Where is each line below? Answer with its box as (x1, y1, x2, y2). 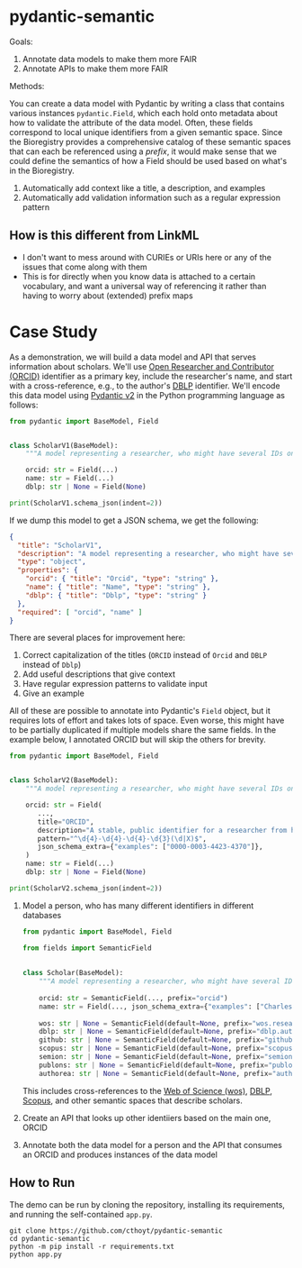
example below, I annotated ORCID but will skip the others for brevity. (9, 734, 267, 745)
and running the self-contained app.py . (9, 1209, 153, 1219)
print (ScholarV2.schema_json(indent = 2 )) (9, 883, 164, 893)
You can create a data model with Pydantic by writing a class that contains (9, 97, 285, 109)
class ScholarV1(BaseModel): (9, 441, 119, 450)
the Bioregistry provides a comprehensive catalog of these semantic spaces (9, 136, 292, 147)
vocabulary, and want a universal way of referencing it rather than (22, 280, 267, 291)
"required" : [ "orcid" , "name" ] (17, 607, 143, 616)
